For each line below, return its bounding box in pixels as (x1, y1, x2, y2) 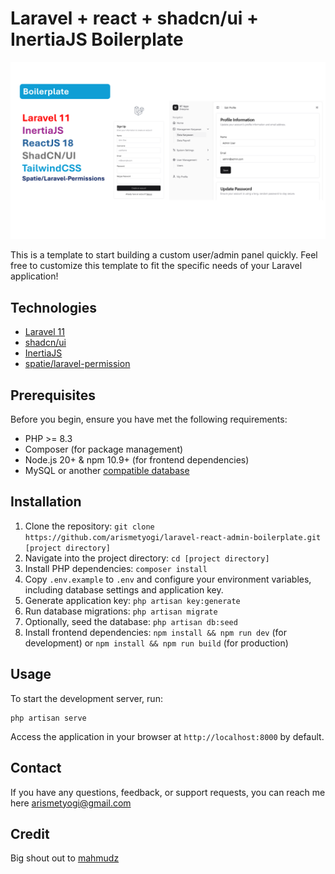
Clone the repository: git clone (24, 520, 155, 532)
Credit (10, 825, 50, 842)
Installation (10, 493, 82, 511)
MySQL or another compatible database (24, 465, 190, 477)
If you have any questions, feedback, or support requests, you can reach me (10, 786, 326, 798)
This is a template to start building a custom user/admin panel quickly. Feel (10, 249, 318, 261)
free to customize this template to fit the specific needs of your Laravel (10, 260, 303, 272)
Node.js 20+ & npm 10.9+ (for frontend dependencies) (24, 454, 250, 466)
